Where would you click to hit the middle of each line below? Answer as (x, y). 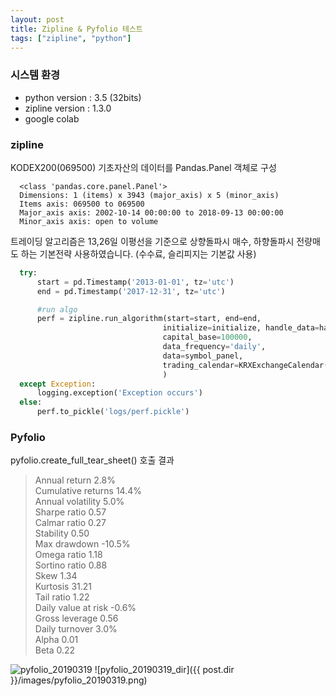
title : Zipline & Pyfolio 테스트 (76, 29)
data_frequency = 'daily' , (214, 347)
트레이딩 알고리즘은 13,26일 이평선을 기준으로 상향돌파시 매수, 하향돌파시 (152, 241)
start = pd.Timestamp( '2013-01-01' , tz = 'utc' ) (135, 282)
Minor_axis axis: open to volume (89, 221)
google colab (52, 118)
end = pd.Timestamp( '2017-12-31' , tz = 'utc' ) (131, 291)
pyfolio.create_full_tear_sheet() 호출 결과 (92, 460)
